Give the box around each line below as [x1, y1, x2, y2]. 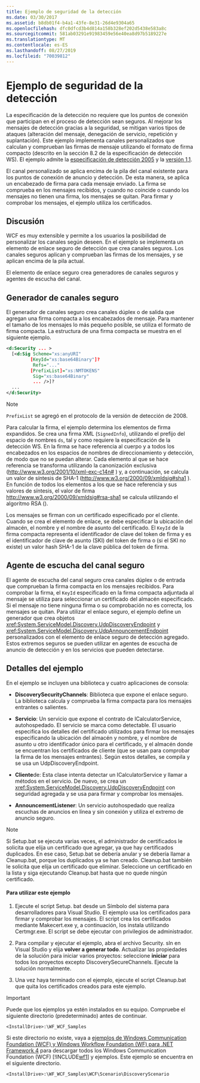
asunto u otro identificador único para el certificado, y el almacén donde [14, 740, 193, 747]
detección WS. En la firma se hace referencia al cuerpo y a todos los [6, 443, 175, 450]
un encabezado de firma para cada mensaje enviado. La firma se [6, 180, 166, 187]
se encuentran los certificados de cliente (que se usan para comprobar [14, 747, 190, 754]
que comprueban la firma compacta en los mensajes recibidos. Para [6, 583, 174, 590]
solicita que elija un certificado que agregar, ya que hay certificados [6, 844, 174, 851]
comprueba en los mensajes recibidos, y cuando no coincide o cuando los [6, 186, 189, 193]
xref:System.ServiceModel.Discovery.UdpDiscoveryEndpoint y [6, 620, 161, 627]
